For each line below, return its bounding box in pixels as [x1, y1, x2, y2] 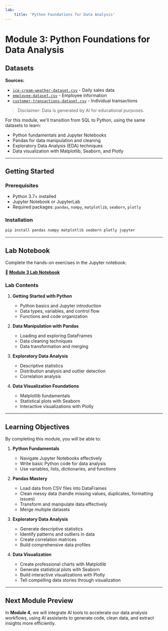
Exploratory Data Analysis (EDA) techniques [12, 142, 103, 148]
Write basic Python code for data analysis [19, 460, 106, 466]
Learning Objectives [5, 422, 70, 431]
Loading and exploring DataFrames [19, 333, 92, 339]
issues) [19, 496, 35, 502]
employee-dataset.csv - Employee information [12, 92, 107, 98]
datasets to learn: [5, 122, 41, 128]
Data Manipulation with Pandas [12, 323, 79, 329]
